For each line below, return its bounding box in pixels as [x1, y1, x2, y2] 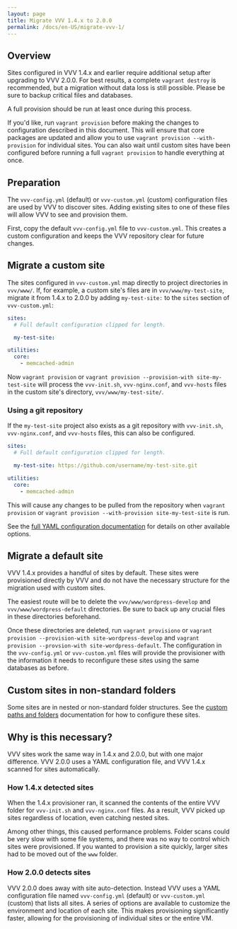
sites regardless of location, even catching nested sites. [7, 814, 170, 822]
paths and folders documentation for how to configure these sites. [7, 710, 200, 719]
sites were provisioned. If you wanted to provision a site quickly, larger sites [7, 843, 229, 851]
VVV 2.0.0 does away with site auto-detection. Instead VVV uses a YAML [7, 884, 221, 892]
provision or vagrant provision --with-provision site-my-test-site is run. [7, 508, 230, 517]
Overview [7, 50, 52, 62]
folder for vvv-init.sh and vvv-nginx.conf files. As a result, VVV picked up [7, 806, 225, 814]
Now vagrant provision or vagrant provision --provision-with [7, 373, 194, 381]
